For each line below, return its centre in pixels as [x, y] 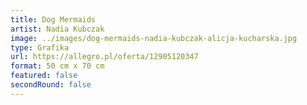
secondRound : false [51, 85]
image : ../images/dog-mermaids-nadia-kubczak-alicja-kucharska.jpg [154, 38]
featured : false [44, 76]
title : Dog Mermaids [53, 19]
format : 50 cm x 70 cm [57, 66]
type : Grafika [40, 47]
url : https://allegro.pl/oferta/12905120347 [104, 57]
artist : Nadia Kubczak [57, 29]
